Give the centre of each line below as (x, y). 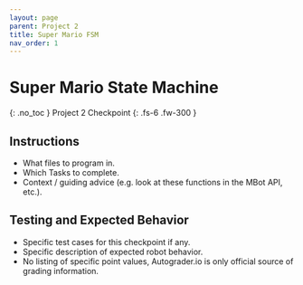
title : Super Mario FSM (54, 34)
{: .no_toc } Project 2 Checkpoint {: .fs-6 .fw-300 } (103, 113)
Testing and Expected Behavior (99, 220)
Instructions (44, 141)
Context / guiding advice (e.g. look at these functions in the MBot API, (152, 182)
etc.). (32, 192)
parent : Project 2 (44, 26)
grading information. (61, 271)
